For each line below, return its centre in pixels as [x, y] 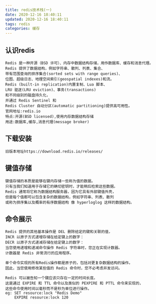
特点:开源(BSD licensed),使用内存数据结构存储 [50, 116]
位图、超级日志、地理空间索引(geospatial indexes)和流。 [60, 79]
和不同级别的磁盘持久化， [28, 95]
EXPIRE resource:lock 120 [42, 297]
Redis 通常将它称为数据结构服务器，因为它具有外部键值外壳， [61, 192]
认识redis [20, 50]
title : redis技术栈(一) [28, 10]
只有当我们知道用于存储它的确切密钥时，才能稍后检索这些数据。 [61, 186]
